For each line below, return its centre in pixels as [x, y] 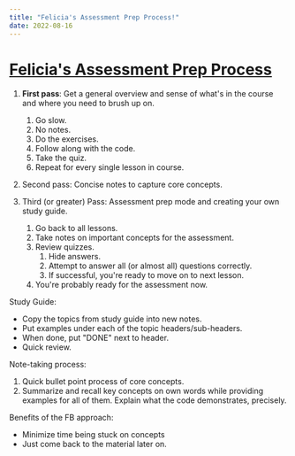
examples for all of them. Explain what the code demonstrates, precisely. [154, 400]
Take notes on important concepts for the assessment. [134, 238]
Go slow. [51, 120]
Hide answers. [75, 257]
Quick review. [47, 347]
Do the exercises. [67, 139]
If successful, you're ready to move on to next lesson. [146, 275]
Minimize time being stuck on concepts [93, 435]
